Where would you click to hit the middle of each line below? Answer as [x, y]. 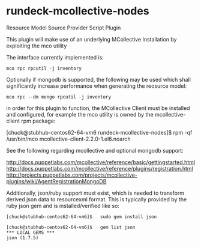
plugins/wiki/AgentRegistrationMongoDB [56, 181]
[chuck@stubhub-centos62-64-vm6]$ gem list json [71, 227]
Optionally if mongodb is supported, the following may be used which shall [98, 79]
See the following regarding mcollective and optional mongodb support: [95, 150]
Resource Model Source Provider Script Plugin [64, 28]
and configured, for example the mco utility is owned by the [80, 114]
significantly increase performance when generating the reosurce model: [97, 86]
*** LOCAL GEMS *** [31, 233]
